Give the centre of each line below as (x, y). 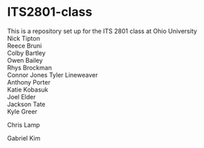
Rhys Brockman (29, 67)
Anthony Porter (29, 82)
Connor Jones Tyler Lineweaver (53, 75)
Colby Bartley (27, 53)
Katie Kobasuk (28, 89)
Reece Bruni (25, 45)
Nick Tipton (24, 38)
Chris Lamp (24, 125)
